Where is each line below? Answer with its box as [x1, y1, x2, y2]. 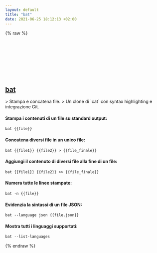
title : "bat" [5, 12, 32, 17]
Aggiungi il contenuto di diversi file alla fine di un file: [5, 158, 118, 165]
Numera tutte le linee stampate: [5, 180, 72, 186]
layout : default [5, 7, 39, 12]
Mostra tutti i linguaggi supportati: [5, 223, 78, 229]
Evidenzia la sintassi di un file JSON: [5, 202, 82, 208]
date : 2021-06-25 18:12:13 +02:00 [5, 16, 77, 21]
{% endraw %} [5, 243, 36, 249]
